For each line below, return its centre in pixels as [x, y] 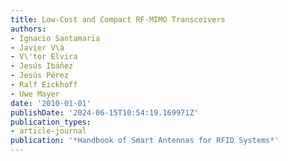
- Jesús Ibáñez [42, 66]
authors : [28, 29]
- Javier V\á [37, 47]
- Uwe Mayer [35, 94]
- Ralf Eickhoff [44, 85]
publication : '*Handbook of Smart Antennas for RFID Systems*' [145, 141]
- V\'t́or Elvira [44, 57]
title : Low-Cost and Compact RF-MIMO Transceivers [118, 19]
